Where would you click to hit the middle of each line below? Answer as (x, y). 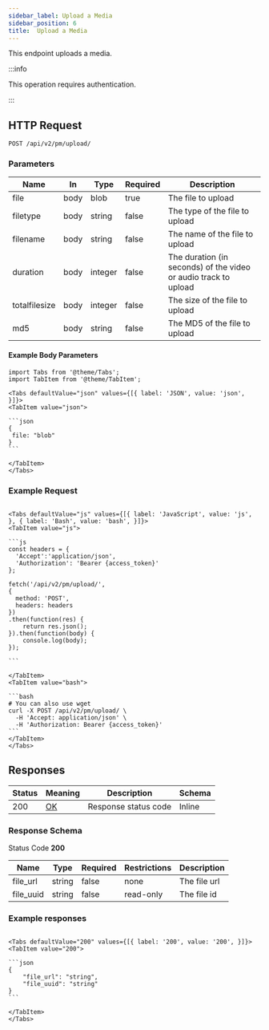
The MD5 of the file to (209, 323)
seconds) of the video (209, 267)
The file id (198, 894)
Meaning (62, 793)
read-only (143, 894)
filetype (27, 216)
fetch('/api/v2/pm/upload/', (57, 584)
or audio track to (199, 278)
